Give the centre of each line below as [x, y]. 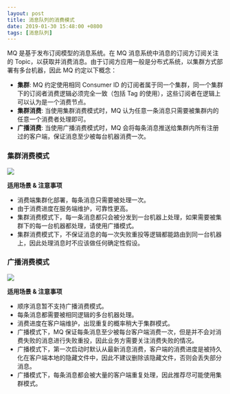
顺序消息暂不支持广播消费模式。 [62, 306]
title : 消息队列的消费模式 [41, 20]
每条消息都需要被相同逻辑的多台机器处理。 [77, 314]
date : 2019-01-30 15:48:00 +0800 [55, 26]
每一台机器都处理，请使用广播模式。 [87, 226]
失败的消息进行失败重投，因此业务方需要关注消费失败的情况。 [110, 340]
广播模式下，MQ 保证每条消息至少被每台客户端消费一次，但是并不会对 [116, 331]
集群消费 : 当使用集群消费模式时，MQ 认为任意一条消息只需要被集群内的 [118, 111]
